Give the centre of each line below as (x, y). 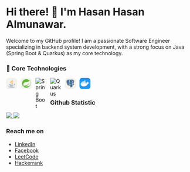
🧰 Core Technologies (36, 68)
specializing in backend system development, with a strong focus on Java (95, 47)
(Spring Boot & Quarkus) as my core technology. (65, 53)
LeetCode (26, 156)
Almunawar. (36, 24)
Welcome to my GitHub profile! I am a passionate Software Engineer (88, 41)
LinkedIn (25, 144)
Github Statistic (73, 103)
